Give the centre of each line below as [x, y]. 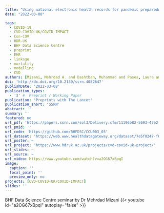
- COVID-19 [20, 27]
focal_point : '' [26, 173]
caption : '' [22, 168]
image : [12, 163]
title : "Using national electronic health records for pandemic [72, 10]
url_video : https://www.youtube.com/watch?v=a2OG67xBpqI [64, 159]
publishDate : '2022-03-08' [32, 86]
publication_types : [25, 91]
